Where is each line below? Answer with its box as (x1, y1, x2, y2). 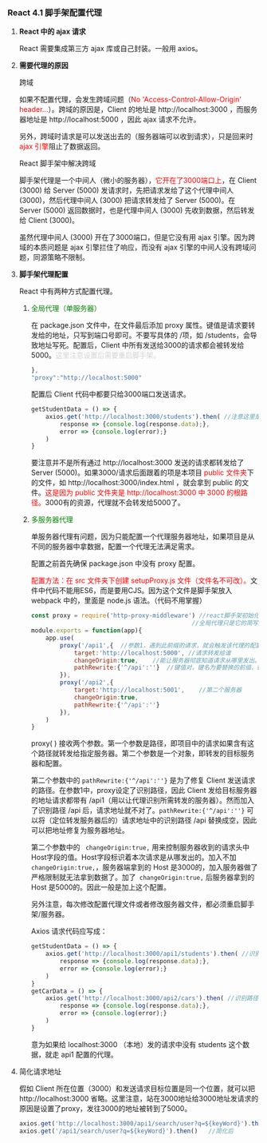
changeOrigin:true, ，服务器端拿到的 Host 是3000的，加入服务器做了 (30, 862, 258, 872)
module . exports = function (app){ (30, 627, 143, 635)
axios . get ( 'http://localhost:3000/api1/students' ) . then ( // (45, 950, 249, 958)
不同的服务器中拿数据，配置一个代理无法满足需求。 (30, 542, 199, 552)
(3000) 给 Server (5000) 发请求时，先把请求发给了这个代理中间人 (18, 185, 234, 195)
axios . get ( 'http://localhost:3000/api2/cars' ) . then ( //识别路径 (45, 994, 259, 1002)
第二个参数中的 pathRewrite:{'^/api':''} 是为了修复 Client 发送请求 (30, 775, 256, 785)
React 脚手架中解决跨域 (18, 158, 96, 169)
